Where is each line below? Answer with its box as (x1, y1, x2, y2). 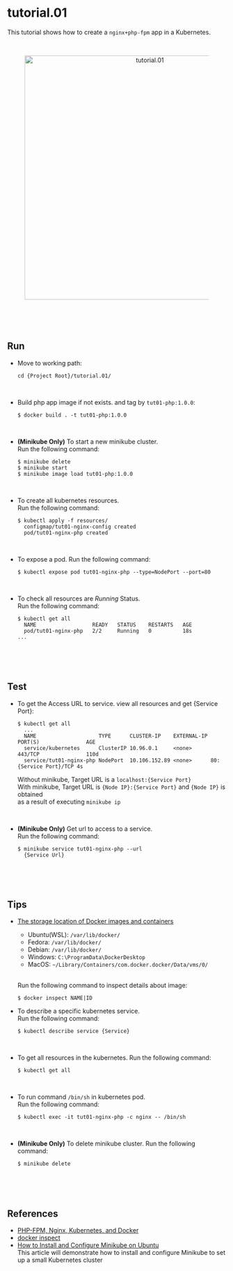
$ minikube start (17, 464, 68, 472)
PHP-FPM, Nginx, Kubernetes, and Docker (17, 1226, 139, 1235)
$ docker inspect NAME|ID (17, 995, 93, 1002)
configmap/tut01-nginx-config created (24, 523, 136, 530)
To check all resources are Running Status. (17, 594, 140, 603)
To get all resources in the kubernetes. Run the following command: (17, 1053, 211, 1062)
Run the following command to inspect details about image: (17, 982, 188, 990)
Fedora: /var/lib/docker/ (27, 938, 102, 947)
